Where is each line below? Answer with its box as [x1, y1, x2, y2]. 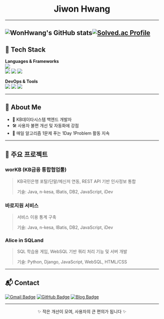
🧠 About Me [5, 103, 41, 111]
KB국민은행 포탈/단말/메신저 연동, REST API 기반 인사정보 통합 [17, 178, 136, 184]
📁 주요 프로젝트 [5, 150, 48, 159]
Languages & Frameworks [5, 59, 60, 64]
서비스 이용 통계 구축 [17, 214, 57, 220]
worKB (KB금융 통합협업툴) [5, 166, 67, 173]
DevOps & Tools [5, 79, 38, 84]
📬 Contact [5, 279, 40, 287]
